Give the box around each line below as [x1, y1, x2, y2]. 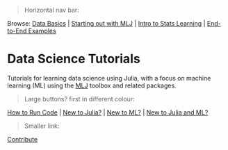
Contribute [7, 135, 38, 143]
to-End [7, 27, 27, 35]
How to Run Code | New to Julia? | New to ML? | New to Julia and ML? [7, 108, 209, 117]
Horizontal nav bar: [24, 6, 80, 14]
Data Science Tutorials [7, 51, 140, 67]
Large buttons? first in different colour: [24, 94, 135, 103]
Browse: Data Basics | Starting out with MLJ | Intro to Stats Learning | [7, 19, 206, 27]
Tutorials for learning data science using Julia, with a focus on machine [7, 74, 211, 82]
